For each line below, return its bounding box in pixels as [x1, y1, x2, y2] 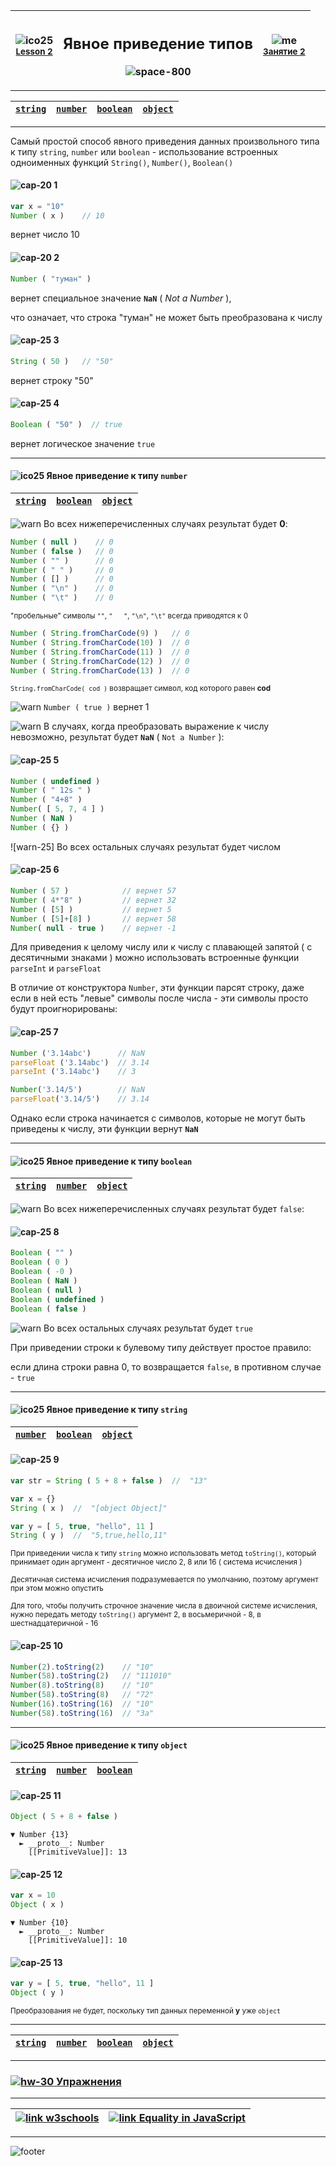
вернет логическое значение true [10, 437, 156, 449]
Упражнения [56, 2074, 122, 2088]
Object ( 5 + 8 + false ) [10, 1812, 118, 1822]
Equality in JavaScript [138, 2111, 246, 2125]
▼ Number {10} [10, 1918, 70, 1928]
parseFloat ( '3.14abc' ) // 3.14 [10, 1057, 150, 1068]
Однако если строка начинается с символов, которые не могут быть [10, 1112, 306, 1124]
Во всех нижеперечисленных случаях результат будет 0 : [43, 517, 288, 529]
